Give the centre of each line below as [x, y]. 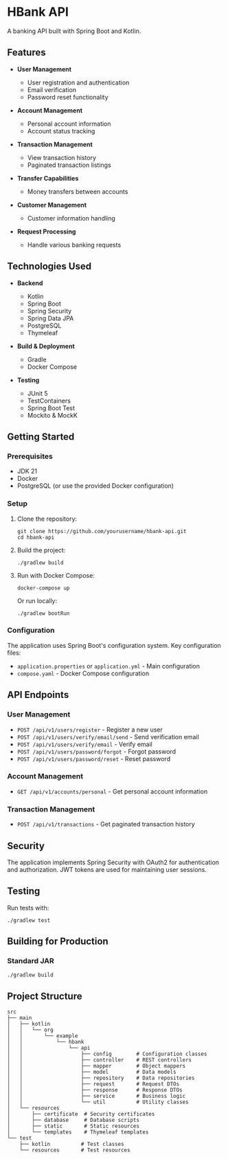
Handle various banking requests [74, 245]
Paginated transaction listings [69, 165]
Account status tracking [61, 131]
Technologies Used [49, 266]
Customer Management [52, 205]
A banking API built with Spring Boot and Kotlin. [74, 31]
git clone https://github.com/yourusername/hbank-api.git [102, 531]
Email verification [52, 89]
